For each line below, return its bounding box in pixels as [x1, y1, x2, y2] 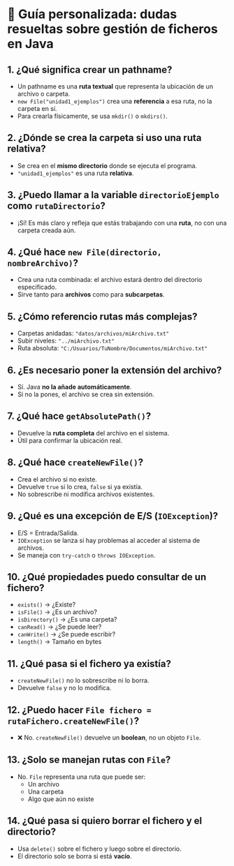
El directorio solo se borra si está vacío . [17, 851, 132, 860]
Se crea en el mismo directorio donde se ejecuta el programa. [17, 161, 198, 170]
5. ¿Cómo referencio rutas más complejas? [7, 311, 198, 322]
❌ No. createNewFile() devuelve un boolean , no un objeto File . [17, 733, 201, 742]
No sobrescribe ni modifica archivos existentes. [17, 490, 155, 498]
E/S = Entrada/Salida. [17, 528, 79, 537]
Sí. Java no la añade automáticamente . [17, 383, 132, 391]
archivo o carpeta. [17, 90, 71, 98]
